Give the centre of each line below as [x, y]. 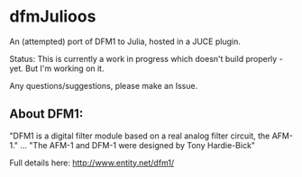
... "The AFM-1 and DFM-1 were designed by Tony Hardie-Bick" [137, 145]
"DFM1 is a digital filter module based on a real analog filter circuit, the [140, 136]
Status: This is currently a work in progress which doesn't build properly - [146, 58]
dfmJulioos [53, 17]
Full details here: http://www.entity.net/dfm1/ [92, 163]
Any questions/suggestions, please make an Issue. [104, 85]
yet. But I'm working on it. [57, 68]
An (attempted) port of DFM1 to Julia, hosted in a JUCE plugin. [125, 41]
